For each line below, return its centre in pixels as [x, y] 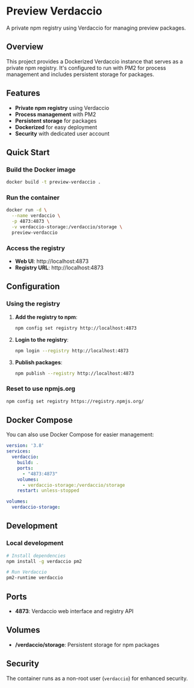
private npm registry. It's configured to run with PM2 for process [86, 68]
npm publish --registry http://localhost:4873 [74, 373]
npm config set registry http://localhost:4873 [76, 328]
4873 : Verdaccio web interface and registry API [74, 611]
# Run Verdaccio [27, 572]
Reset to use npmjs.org [41, 389]
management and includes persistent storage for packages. [80, 74]
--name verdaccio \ [36, 216]
